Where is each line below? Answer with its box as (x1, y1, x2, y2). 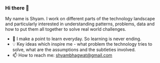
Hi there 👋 (5, 4, 30, 11)
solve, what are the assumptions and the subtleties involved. (12, 47, 136, 53)
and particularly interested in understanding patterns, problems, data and (5, 21, 155, 27)
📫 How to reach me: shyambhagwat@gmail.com (12, 52, 112, 59)
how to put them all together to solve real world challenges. (5, 26, 126, 32)
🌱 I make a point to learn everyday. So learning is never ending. (12, 36, 142, 42)
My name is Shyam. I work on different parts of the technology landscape (5, 16, 155, 22)
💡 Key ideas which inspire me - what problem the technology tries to (12, 41, 153, 47)
